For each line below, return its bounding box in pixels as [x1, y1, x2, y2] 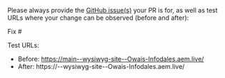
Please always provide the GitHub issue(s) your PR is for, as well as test [7, 6, 218, 14]
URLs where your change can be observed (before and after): [7, 13, 189, 22]
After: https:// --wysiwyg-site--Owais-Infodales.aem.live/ [17, 62, 185, 70]
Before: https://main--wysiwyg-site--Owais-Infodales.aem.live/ [17, 55, 204, 63]
